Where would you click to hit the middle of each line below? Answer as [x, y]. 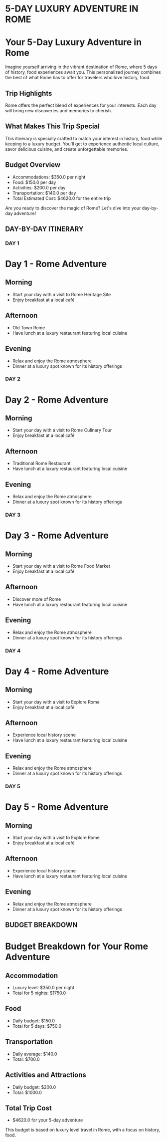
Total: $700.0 [26, 1059]
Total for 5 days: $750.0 [37, 1026]
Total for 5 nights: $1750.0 [39, 993]
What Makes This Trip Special [52, 127]
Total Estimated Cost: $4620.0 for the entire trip [62, 198]
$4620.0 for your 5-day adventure [48, 1120]
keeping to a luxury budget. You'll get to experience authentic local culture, [82, 144]
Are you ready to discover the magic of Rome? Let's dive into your [73, 208]
